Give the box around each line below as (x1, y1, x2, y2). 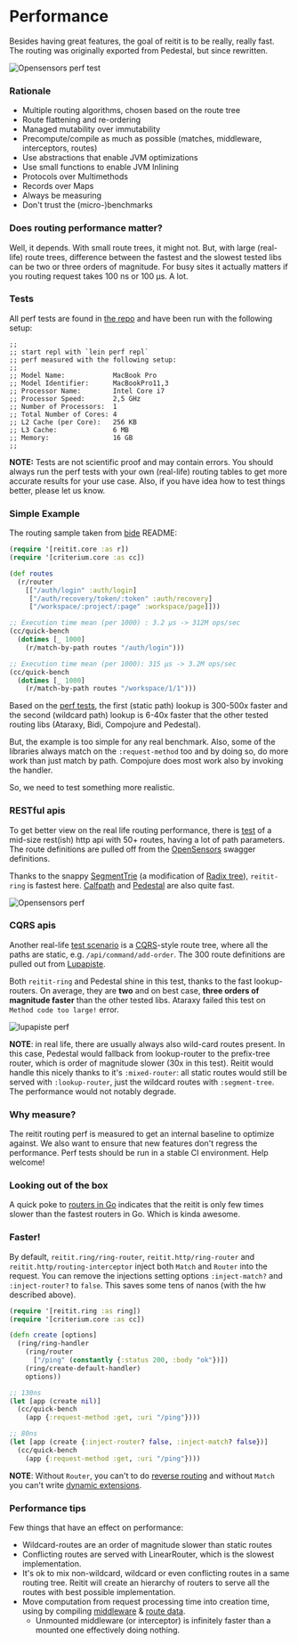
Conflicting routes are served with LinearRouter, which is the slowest (21, 1549, 274, 1560)
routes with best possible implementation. (21, 1587, 176, 1598)
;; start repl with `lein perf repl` (9, 348, 149, 356)
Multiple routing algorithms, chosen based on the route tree (21, 105, 241, 116)
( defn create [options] (9, 1330, 98, 1340)
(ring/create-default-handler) (25, 1363, 141, 1373)
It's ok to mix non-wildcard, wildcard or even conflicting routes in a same (21, 1568, 290, 1579)
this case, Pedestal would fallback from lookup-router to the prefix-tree (9, 1048, 270, 1059)
